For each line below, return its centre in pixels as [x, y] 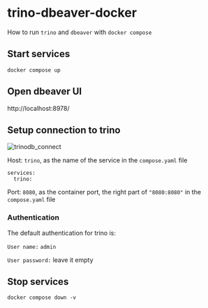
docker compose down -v [42, 298]
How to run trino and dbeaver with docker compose [80, 32]
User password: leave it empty [50, 260]
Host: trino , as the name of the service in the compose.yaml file [97, 160]
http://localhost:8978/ [38, 108]
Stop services [38, 282]
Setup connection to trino [64, 130]
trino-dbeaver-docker [72, 13]
